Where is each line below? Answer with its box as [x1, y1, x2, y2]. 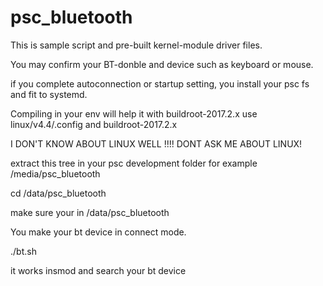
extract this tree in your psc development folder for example [10, 157, 258, 169]
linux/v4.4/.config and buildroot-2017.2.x [10, 118, 178, 130]
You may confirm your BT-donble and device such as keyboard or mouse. [10, 58, 314, 70]
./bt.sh [10, 245, 37, 257]
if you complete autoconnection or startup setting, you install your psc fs [10, 77, 310, 90]
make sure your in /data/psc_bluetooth [10, 206, 170, 218]
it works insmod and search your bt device [10, 264, 187, 276]
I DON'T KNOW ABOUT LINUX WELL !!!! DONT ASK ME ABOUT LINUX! [10, 137, 303, 150]
